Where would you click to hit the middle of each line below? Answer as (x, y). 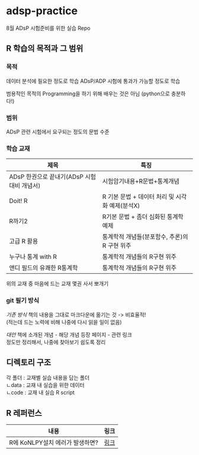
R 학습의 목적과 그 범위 (45, 49)
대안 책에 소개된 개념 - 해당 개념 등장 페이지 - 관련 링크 (69, 334)
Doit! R (18, 201)
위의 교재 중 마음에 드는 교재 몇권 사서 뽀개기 (57, 284)
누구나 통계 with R (33, 257)
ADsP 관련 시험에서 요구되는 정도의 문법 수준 (58, 132)
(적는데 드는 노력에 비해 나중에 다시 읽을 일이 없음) (64, 322)
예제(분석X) (125, 206)
